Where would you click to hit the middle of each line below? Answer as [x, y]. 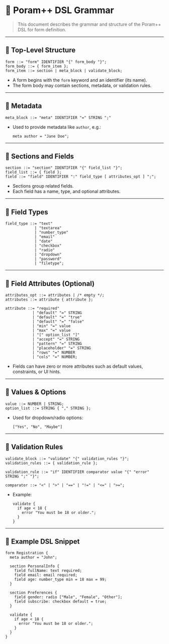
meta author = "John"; [33, 558]
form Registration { [27, 553]
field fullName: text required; [48, 571]
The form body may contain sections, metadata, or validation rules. [82, 85]
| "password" [48, 259]
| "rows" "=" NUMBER [54, 353]
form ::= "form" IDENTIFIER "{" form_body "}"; [56, 62]
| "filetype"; [49, 264]
